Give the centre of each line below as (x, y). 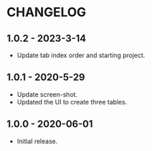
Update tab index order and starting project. (81, 55)
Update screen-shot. (47, 94)
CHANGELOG (46, 12)
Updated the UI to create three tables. (72, 102)
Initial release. (37, 141)
